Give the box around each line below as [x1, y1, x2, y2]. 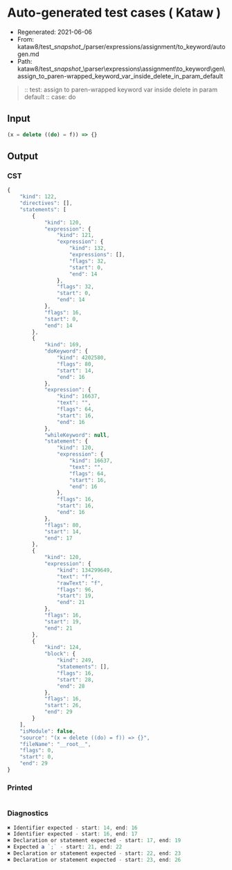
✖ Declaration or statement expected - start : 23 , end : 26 [7, 856, 181, 863]
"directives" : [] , [19, 199, 73, 207]
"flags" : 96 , [56, 586, 95, 593]
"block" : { [44, 650, 76, 657]
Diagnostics [7, 808, 48, 818]
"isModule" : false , [19, 727, 76, 735]
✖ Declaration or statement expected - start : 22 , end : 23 [7, 850, 181, 857]
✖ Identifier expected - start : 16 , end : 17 [7, 831, 138, 837]
